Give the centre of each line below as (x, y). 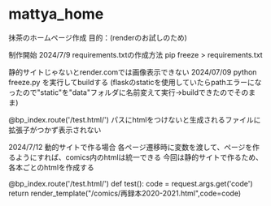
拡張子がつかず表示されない (55, 130)
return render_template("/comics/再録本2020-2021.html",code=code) (125, 193)
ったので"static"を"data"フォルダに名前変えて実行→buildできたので (121, 92)
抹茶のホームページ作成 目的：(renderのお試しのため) (98, 37)
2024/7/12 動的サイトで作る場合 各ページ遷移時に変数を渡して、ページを (131, 147)
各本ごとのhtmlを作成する (52, 167)
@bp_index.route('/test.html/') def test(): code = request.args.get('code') (131, 183)
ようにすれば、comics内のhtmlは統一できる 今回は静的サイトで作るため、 (139, 157)
